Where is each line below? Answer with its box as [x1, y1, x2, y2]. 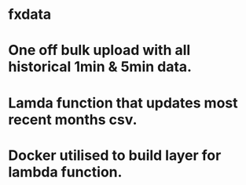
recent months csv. [8, 111, 138, 129]
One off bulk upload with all [8, 42, 191, 60]
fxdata [8, 5, 52, 24]
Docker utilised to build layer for [8, 147, 222, 164]
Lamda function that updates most [8, 94, 238, 111]
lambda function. [8, 163, 123, 181]
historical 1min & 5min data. [8, 58, 193, 76]
